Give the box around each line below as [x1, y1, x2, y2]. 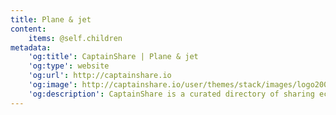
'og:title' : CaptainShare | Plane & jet [28, 52, 199, 62]
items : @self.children [28, 33, 123, 43]
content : [10, 24, 47, 34]
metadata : [10, 42, 52, 53]
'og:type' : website [28, 61, 110, 71]
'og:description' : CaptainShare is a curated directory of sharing [28, 89, 315, 99]
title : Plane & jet [10, 14, 92, 25]
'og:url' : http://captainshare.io [28, 71, 172, 81]
